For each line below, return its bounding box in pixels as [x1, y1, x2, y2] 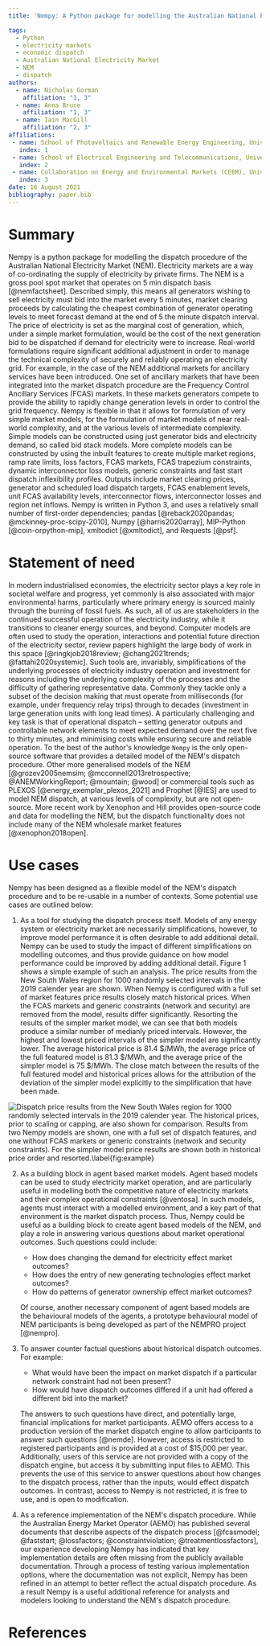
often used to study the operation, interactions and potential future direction [8, 631, 260, 641]
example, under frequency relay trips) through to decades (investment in [8, 700, 249, 709]
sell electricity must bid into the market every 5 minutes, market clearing [8, 294, 247, 304]
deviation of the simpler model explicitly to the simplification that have [19, 1077, 252, 1087]
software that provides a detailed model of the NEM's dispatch [33, 751, 240, 761]
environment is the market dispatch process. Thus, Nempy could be [19, 1211, 245, 1221]
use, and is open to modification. [19, 1494, 129, 1504]
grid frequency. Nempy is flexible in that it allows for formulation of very [8, 405, 247, 415]
